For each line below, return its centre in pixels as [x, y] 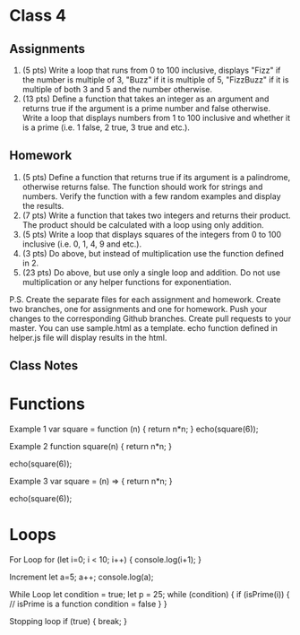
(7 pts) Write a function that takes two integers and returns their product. [156, 215]
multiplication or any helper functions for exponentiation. [127, 282]
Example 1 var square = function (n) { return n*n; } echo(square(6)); [134, 429]
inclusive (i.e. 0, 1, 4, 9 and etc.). [81, 244]
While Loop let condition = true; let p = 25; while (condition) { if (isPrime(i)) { [150, 595]
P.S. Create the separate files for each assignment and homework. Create [145, 299]
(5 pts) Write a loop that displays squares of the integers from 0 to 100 [152, 234]
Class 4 [38, 16]
